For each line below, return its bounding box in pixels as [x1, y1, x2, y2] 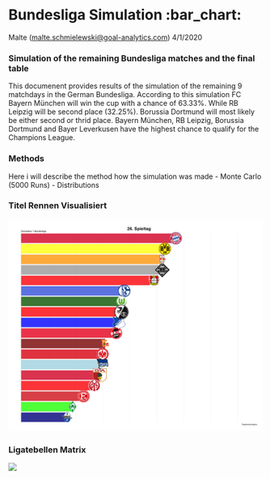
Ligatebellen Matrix [8, 443, 86, 455]
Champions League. [8, 133, 75, 142]
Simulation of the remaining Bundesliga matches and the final [8, 53, 255, 64]
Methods [8, 153, 44, 164]
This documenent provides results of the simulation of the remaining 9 [8, 81, 243, 91]
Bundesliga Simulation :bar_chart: [8, 6, 242, 24]
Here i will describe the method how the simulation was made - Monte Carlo [8, 172, 262, 181]
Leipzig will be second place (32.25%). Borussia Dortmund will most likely [8, 107, 255, 117]
